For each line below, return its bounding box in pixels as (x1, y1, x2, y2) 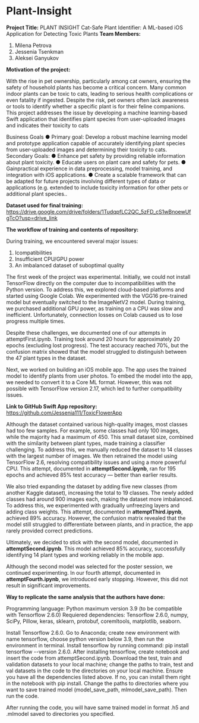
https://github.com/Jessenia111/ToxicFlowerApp (6, 409, 122, 416)
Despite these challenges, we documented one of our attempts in (6, 329, 166, 336)
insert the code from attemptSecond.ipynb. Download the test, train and (6, 654, 182, 662)
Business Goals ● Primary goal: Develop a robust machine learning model (6, 133, 188, 141)
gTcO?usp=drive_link (6, 214, 58, 222)
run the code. (6, 692, 39, 699)
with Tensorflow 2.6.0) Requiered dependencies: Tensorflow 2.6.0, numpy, (6, 611, 189, 618)
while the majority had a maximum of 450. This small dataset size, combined (6, 433, 194, 440)
